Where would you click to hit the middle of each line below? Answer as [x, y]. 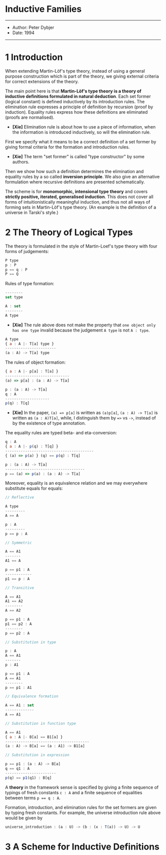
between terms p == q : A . [33, 798]
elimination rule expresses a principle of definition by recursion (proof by [79, 107]
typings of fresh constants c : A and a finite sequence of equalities [74, 792]
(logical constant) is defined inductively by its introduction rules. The [75, 101]
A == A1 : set [20, 705]
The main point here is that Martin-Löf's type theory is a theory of [73, 91]
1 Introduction [34, 57]
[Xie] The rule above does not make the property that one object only [84, 325]
